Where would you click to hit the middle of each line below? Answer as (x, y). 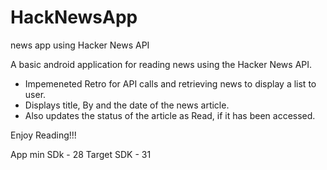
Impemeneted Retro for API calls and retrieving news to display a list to (170, 83)
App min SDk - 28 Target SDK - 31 (81, 154)
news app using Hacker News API (80, 45)
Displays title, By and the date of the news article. (127, 105)
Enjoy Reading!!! (43, 135)
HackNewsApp (74, 17)
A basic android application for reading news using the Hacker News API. (161, 64)
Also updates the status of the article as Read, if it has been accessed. (170, 115)
